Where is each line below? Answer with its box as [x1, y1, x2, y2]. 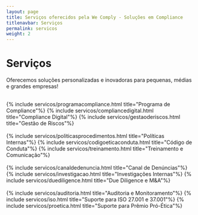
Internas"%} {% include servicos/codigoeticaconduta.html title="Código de [6, 139, 193, 146]
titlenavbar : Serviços [6, 20, 63, 26]
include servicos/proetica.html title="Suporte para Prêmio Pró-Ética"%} [6, 202, 183, 210]
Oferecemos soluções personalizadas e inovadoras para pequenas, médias [6, 76, 192, 84]
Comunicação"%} [6, 152, 51, 159]
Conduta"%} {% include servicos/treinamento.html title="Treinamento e [6, 145, 184, 152]
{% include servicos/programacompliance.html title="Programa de [6, 101, 170, 108]
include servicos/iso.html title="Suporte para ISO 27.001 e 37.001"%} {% [6, 196, 184, 203]
